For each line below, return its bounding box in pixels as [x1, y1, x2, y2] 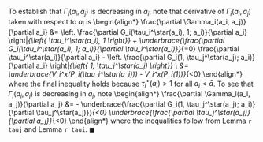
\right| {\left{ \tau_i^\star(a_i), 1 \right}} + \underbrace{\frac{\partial [8, 35, 225, 45]
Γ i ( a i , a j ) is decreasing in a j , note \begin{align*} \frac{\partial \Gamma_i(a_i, [8, 89, 250, 100]
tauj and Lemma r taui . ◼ [8, 124, 96, 133]
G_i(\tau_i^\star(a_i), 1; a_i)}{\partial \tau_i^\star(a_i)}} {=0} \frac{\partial [8, 43, 239, 54]
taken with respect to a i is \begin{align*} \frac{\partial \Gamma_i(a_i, [8, 17, 230, 28]
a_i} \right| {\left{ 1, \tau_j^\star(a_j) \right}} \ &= [35, 61, 189, 70]
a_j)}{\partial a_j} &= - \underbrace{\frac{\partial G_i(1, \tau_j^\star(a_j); [8, 99, 239, 109]
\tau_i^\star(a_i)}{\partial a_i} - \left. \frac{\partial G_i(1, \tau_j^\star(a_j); [8, 52, 239, 62]
